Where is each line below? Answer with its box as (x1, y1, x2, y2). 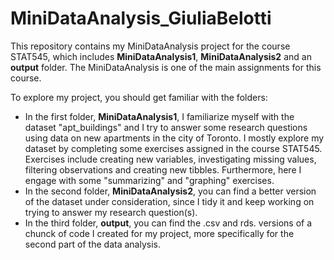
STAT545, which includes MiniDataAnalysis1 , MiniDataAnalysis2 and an (10, 50, 312, 62)
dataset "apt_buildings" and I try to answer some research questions (24, 121, 308, 133)
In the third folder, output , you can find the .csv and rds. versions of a (24, 217, 313, 229)
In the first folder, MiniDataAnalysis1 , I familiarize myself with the (24, 110, 295, 122)
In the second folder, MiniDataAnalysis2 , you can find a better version (24, 185, 317, 197)
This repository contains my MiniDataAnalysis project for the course (10, 40, 291, 52)
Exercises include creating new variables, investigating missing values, (24, 153, 317, 165)
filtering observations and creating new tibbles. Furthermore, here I (24, 163, 302, 176)
